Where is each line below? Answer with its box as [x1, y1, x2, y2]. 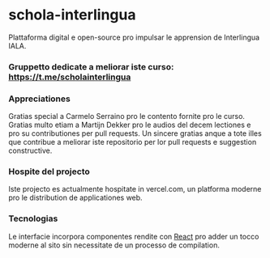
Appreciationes [8, 93, 71, 104]
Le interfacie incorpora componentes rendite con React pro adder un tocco [8, 231, 259, 241]
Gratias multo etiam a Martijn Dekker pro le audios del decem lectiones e [8, 120, 251, 130]
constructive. [8, 146, 53, 155]
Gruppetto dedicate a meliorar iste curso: [8, 61, 174, 72]
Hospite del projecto [8, 166, 91, 177]
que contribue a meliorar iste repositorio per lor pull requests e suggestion [8, 137, 257, 147]
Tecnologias [8, 213, 58, 224]
